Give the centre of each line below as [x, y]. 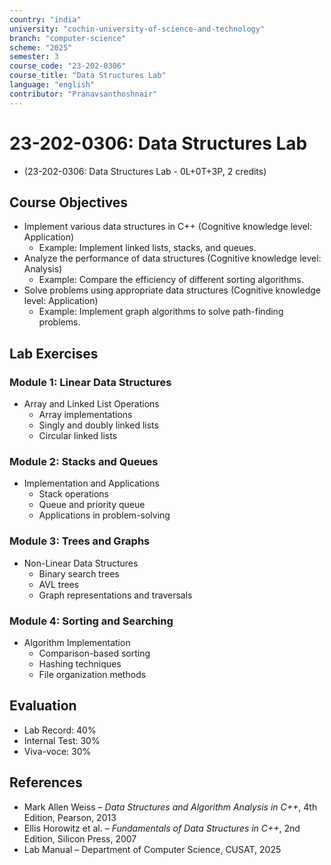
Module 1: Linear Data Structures [90, 382]
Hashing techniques [80, 663]
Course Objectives [69, 202]
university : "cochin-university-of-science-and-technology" [137, 29]
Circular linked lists [78, 436]
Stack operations [73, 494]
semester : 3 [34, 57]
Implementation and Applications [91, 483]
